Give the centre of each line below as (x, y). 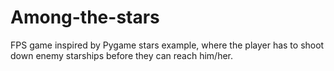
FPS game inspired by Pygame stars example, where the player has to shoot (167, 45)
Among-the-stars (85, 17)
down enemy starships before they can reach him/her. (122, 55)
